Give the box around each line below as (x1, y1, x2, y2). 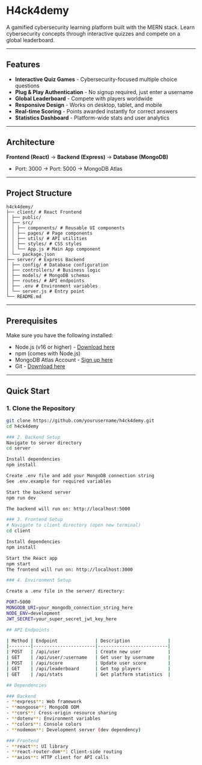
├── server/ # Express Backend (6, 257, 85, 263)
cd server (6, 445, 31, 451)
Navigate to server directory (6, 440, 82, 446)
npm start (6, 560, 31, 567)
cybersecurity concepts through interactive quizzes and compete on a (6, 30, 180, 37)
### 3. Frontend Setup (6, 516, 63, 522)
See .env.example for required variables (6, 478, 112, 484)
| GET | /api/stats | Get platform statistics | (6, 671, 171, 678)
